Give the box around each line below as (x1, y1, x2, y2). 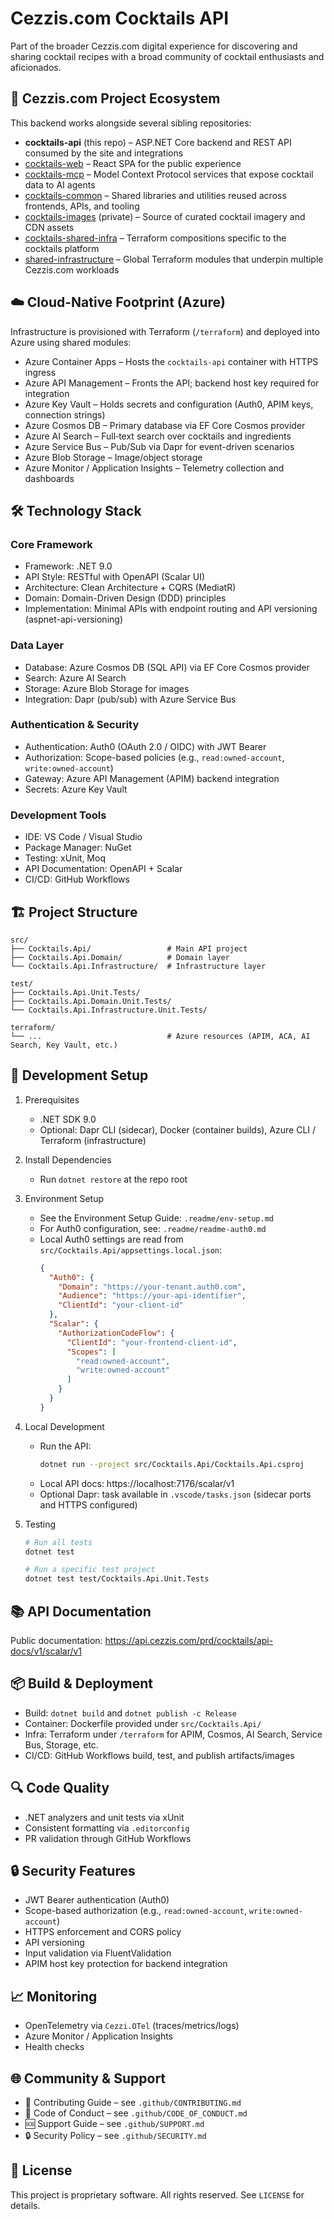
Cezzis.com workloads (24, 263, 120, 276)
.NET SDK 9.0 (39, 1113, 97, 1125)
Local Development (24, 1420, 105, 1432)
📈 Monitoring (10, 1988, 98, 2005)
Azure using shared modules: (10, 336, 132, 348)
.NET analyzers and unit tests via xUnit (24, 1811, 185, 1823)
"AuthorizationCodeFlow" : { (58, 1328, 175, 1338)
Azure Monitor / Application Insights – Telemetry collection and (24, 462, 285, 474)
